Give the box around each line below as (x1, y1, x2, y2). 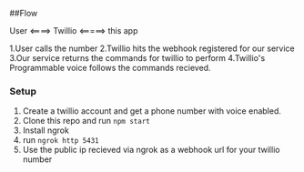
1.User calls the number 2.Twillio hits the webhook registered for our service (9, 43, 295, 54)
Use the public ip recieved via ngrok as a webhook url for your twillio (22, 145, 280, 156)
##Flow (9, 8, 38, 18)
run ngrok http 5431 (22, 135, 99, 146)
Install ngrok (22, 125, 70, 136)
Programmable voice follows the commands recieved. (9, 63, 211, 73)
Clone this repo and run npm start (22, 116, 150, 126)
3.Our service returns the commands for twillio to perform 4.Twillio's (9, 53, 266, 63)
